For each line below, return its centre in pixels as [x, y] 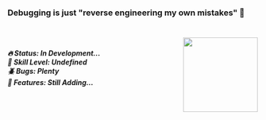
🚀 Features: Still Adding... [50, 82]
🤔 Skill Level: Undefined [48, 62]
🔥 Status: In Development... [54, 53]
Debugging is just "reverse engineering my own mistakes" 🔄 [126, 13]
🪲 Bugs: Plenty [33, 71]
